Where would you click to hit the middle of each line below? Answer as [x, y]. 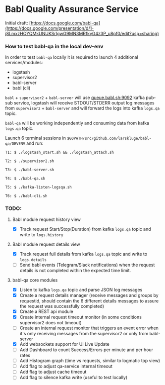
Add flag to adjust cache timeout [53, 372]
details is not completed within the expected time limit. [75, 270]
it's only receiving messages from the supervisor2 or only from [84, 334]
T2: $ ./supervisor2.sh [30, 161]
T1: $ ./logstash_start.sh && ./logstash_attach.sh [59, 153]
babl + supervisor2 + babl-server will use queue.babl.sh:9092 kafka [75, 97]
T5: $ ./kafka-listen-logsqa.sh [38, 188]
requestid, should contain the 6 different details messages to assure [89, 301]
